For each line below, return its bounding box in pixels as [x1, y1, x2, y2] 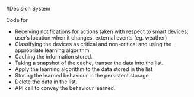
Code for [6, 17, 28, 23]
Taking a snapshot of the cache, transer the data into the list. [14, 59, 164, 66]
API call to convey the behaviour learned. [14, 85, 116, 91]
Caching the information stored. [14, 53, 93, 60]
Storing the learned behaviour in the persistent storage [14, 72, 150, 79]
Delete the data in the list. [14, 78, 78, 85]
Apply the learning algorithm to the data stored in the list [14, 66, 153, 73]
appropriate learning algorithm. [14, 47, 91, 54]
